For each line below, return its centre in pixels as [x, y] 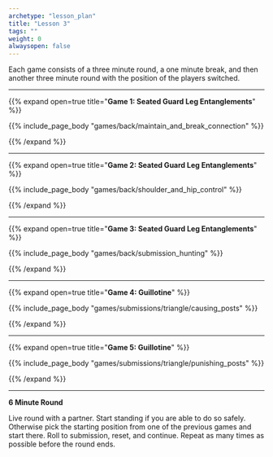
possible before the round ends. [62, 444]
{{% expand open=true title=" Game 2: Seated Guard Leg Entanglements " [133, 165]
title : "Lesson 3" [39, 24]
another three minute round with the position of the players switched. [124, 78]
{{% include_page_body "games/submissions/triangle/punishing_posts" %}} [136, 363]
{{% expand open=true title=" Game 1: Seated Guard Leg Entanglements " [132, 102]
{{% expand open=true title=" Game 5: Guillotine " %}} [99, 348]
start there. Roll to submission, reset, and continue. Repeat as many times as [136, 436]
